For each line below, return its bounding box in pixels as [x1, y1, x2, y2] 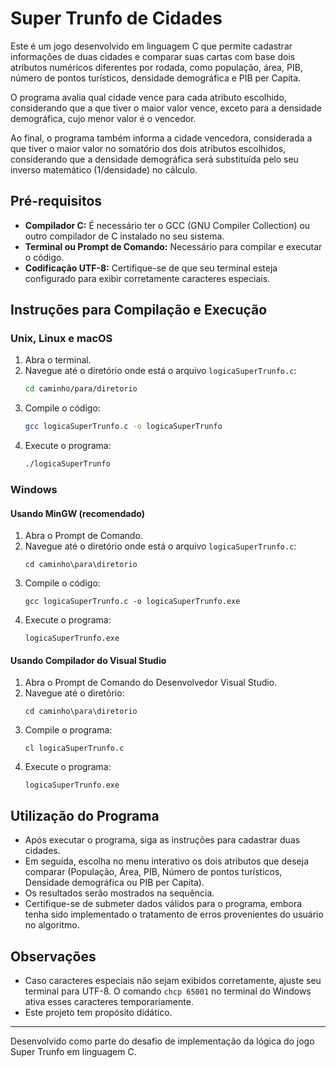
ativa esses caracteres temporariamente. [24, 996, 194, 1008]
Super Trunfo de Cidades [10, 7, 223, 30]
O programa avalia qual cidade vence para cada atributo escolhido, [10, 91, 287, 103]
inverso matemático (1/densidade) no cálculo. [10, 163, 198, 176]
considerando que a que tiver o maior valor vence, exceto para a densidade [10, 102, 322, 114]
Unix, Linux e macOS [10, 332, 113, 346]
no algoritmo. [24, 919, 80, 931]
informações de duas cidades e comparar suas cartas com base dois [10, 50, 296, 62]
